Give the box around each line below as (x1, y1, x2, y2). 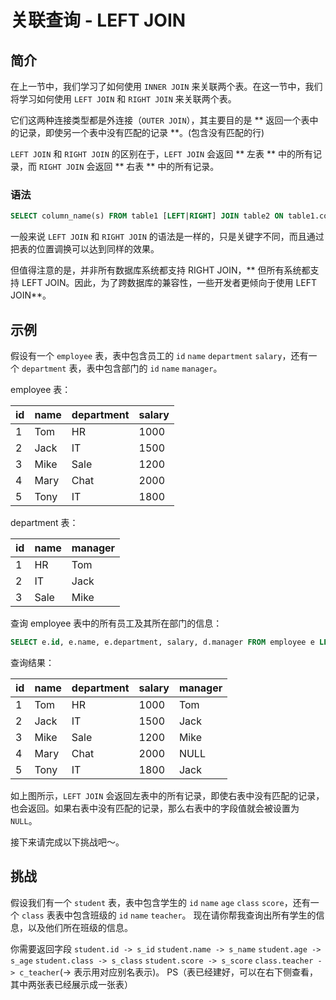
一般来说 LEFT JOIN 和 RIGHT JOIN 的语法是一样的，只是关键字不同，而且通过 (10, 231, 325, 243)
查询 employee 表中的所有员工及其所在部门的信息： (10, 617, 223, 629)
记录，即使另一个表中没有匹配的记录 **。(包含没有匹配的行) (18, 127, 265, 138)
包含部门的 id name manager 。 (103, 362, 223, 374)
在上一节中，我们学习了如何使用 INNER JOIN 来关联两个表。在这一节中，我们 (10, 81, 323, 92)
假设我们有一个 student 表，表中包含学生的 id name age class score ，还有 (10, 896, 311, 908)
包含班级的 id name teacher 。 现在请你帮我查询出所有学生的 (72, 909, 317, 921)
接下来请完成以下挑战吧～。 (10, 836, 125, 848)
